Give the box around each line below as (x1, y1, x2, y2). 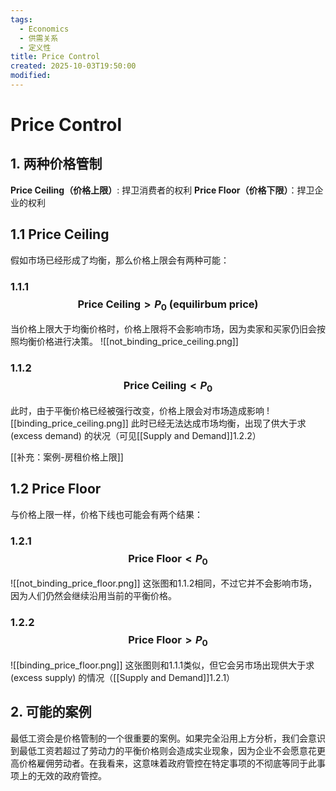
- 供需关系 (19, 33, 59, 43)
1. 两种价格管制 (10, 156, 103, 173)
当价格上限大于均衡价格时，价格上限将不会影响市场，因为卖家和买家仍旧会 (10, 323, 317, 335)
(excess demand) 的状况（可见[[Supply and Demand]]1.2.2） (10, 429, 262, 441)
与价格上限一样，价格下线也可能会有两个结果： (10, 508, 203, 520)
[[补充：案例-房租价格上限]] (10, 451, 124, 463)
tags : (10, 14, 33, 25)
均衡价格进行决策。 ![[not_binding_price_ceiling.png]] (18, 336, 239, 348)
